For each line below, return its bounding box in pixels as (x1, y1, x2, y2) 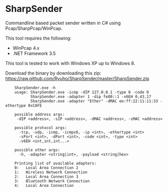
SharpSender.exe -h (14, 85, 56, 90)
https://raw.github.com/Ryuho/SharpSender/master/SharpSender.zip (5, 75, 150, 81)
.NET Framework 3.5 (12, 50, 56, 56)
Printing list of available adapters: (14, 161, 97, 166)
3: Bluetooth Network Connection (14, 178, 90, 183)
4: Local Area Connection (14, 183, 74, 188)
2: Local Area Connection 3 (14, 174, 79, 179)
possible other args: (14, 147, 60, 152)
